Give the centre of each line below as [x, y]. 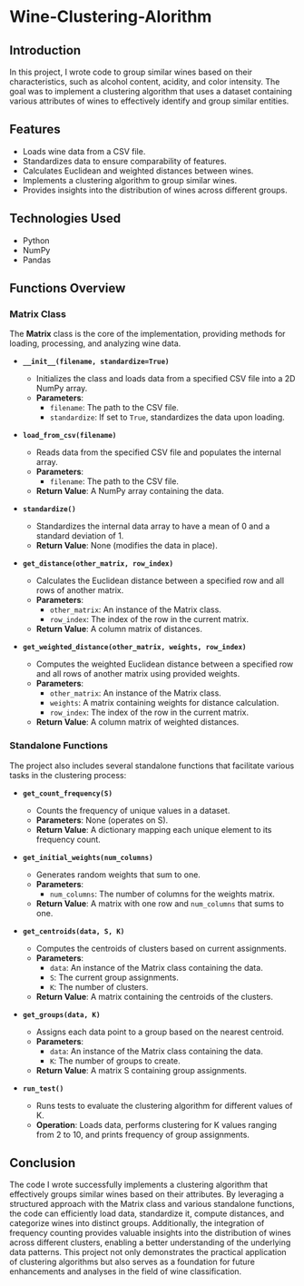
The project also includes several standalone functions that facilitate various [152, 766]
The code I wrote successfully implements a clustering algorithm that [139, 1185]
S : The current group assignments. [114, 977]
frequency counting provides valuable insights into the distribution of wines [151, 1233]
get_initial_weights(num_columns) [88, 857]
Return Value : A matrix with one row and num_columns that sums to [160, 903]
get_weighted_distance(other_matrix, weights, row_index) [134, 648]
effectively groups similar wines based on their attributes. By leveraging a [147, 1194]
